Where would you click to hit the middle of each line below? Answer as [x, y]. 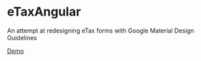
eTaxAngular [44, 12]
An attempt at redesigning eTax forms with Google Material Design [101, 30]
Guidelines [22, 37]
